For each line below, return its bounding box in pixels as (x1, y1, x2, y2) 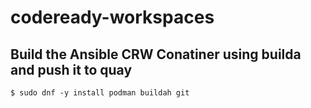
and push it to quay (10, 61, 133, 78)
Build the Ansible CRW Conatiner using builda (10, 46, 302, 63)
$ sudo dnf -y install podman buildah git (10, 88, 190, 98)
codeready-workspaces (10, 6, 215, 29)
